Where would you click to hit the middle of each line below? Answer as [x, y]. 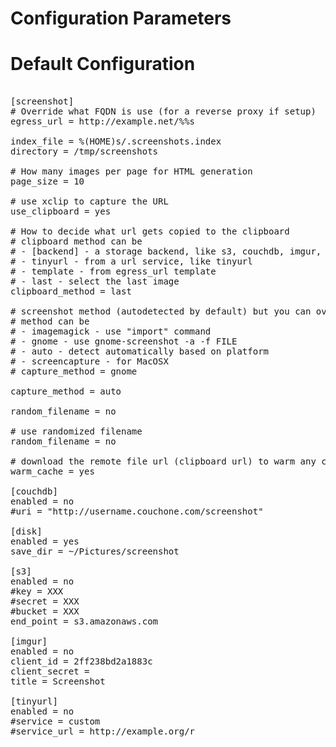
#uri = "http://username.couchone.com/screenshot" [137, 511]
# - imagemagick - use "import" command [111, 331]
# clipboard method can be [76, 241]
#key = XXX [37, 591]
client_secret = [50, 671]
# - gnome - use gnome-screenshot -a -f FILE [124, 341]
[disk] [26, 531]
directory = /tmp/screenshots [84, 151]
